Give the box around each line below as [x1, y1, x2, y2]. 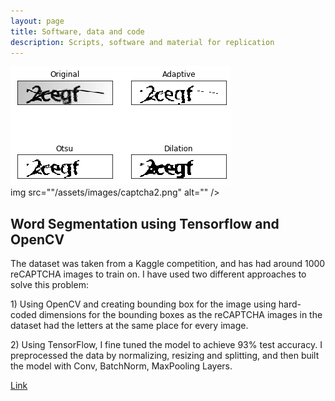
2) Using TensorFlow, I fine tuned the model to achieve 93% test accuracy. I [10, 339, 323, 351]
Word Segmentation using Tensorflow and [10, 215, 280, 232]
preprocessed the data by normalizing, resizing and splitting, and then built [10, 350, 320, 362]
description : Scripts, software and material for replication [10, 37, 275, 47]
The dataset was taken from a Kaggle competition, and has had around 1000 [10, 258, 326, 270]
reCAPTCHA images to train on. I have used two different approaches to [10, 268, 307, 280]
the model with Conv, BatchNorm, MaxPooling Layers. [10, 360, 233, 372]
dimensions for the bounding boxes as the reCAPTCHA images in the [38, 309, 323, 321]
